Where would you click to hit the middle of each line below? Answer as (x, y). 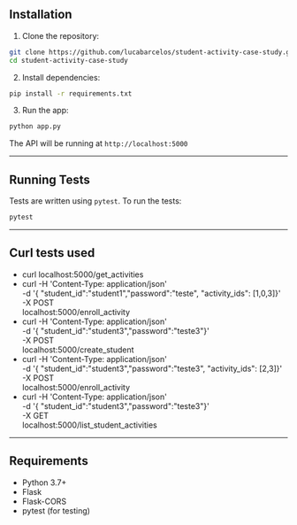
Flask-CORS (44, 501)
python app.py (35, 127)
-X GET (35, 415)
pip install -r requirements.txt (71, 93)
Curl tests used (52, 253)
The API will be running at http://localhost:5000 (99, 143)
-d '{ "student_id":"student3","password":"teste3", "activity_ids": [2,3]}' (152, 368)
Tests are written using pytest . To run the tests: (95, 201)
